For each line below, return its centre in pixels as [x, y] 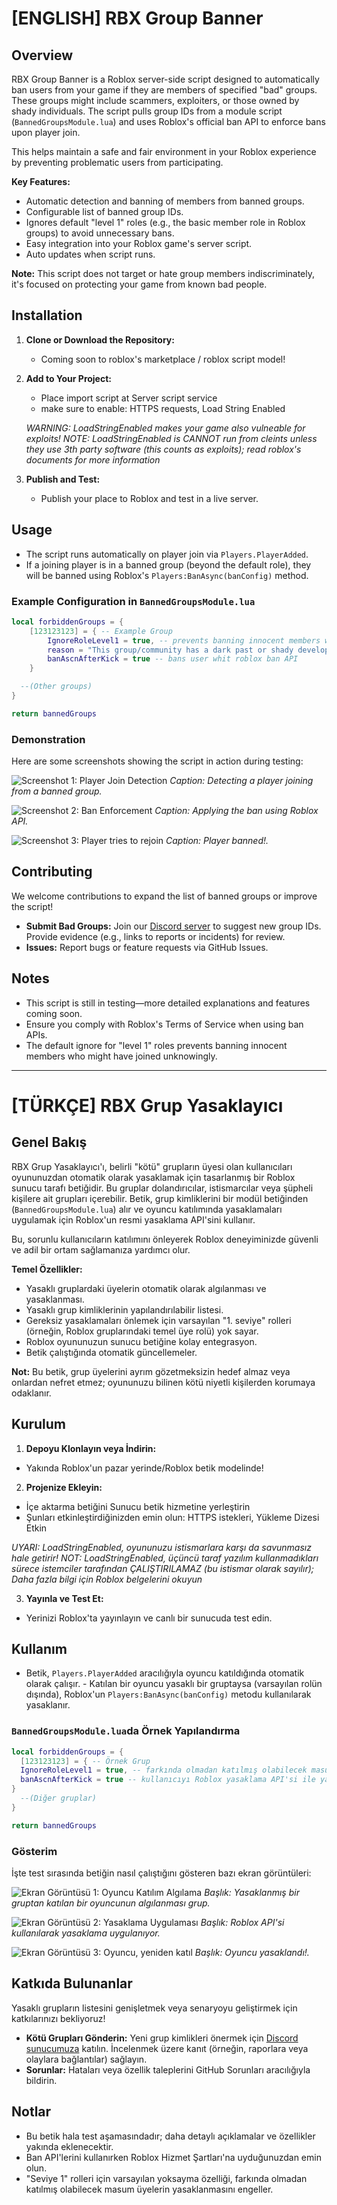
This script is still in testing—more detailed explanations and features [168, 1003]
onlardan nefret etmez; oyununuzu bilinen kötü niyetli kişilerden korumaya [163, 1382]
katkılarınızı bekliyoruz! [58, 2018]
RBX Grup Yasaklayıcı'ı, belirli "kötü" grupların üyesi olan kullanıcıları [152, 1166]
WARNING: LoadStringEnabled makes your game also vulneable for [165, 428]
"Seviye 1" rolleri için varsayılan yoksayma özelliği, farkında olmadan [166, 2178]
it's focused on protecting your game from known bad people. [139, 284]
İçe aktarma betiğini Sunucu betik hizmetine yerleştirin [138, 1506]
